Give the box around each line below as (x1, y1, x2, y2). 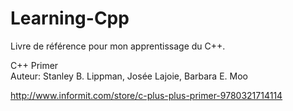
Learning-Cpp (10, 7, 130, 30)
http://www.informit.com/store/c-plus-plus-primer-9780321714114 (10, 89, 283, 101)
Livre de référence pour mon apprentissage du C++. (10, 40, 226, 52)
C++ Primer (10, 59, 59, 71)
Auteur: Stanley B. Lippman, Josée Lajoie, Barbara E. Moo (10, 70, 248, 82)
